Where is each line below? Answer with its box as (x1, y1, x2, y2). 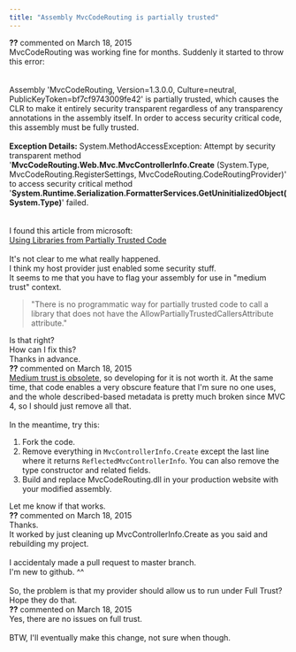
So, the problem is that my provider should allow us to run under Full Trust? (9, 585, 283, 595)
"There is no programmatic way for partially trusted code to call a (30, 298, 269, 310)
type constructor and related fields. (21, 464, 151, 475)
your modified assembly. (21, 483, 112, 494)
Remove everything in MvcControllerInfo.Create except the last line (21, 446, 269, 456)
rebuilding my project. (9, 538, 89, 548)
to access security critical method (9, 178, 133, 188)
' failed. (61, 196, 89, 208)
